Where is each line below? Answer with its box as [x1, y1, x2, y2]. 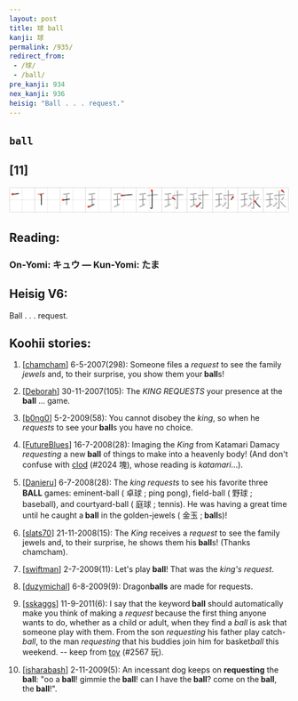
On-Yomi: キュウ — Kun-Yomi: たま [9, 258, 160, 270]
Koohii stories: [9, 335, 91, 350]
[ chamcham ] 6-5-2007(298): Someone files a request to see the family [21, 359, 282, 370]
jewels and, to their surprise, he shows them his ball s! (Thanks [21, 537, 251, 548]
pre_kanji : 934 [9, 80, 66, 89]
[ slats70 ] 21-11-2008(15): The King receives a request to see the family [21, 528, 281, 538]
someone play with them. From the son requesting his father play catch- [21, 627, 286, 638]
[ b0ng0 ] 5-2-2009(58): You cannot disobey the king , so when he [21, 413, 260, 423]
